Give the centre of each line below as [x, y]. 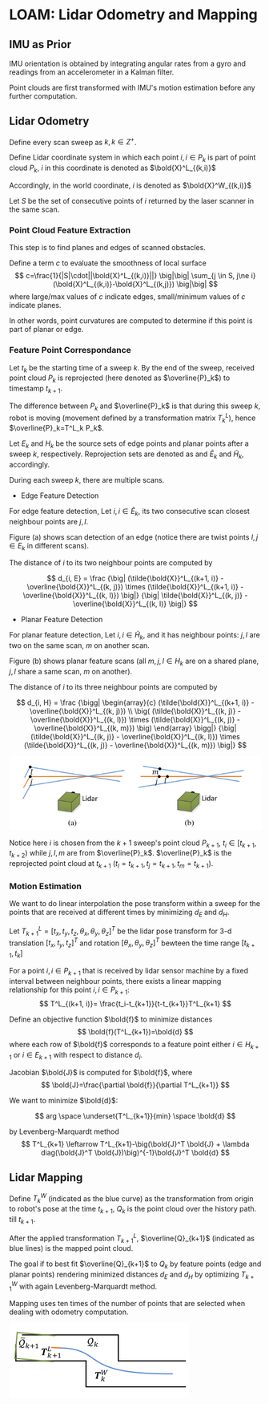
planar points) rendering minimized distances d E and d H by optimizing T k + [132, 1275]
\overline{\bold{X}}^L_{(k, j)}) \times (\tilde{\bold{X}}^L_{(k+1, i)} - [135, 587]
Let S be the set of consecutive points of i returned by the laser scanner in [132, 201]
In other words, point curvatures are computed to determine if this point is [131, 321]
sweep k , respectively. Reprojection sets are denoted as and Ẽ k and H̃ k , [126, 455]
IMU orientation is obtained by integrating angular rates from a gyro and [128, 63]
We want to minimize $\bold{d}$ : [64, 1100]
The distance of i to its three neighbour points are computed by [113, 687]
